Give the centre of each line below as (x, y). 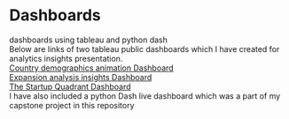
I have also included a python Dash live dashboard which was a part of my (145, 96)
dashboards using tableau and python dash (89, 40)
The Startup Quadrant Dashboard (70, 86)
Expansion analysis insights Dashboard (81, 77)
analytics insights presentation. (66, 58)
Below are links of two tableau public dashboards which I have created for (144, 48)
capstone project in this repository (72, 105)
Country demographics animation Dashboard (92, 68)
